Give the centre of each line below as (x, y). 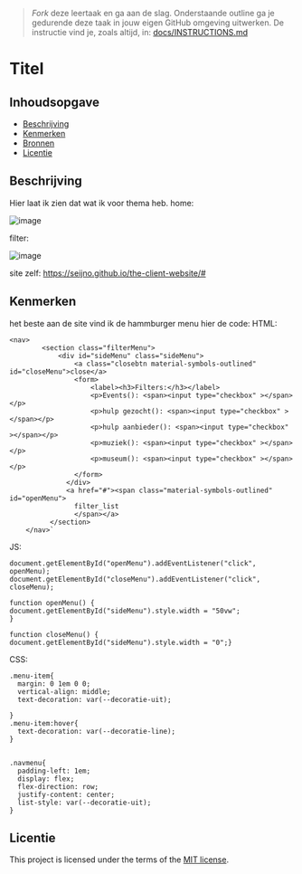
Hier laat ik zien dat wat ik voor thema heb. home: (102, 203)
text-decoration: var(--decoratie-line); (97, 731)
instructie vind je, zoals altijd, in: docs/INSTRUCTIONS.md (140, 32)
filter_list (96, 506)
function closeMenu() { (54, 634)
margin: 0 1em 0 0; (54, 684)
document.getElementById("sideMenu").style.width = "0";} (121, 642)
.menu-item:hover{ (44, 723)
